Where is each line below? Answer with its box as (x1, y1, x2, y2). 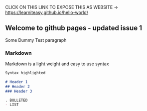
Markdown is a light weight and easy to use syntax (5, 61, 109, 67)
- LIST (5, 102, 19, 108)
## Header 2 (5, 84, 30, 89)
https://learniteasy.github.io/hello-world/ (5, 9, 89, 15)
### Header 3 (5, 89, 32, 94)
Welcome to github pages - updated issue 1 (5, 24, 142, 32)
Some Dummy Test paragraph (5, 37, 67, 43)
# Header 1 (5, 79, 28, 84)
